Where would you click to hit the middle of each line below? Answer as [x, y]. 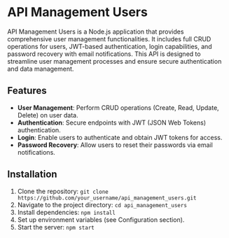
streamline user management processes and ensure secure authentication [114, 61]
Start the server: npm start [56, 227]
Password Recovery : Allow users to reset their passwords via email [115, 145]
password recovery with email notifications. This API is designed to [104, 54]
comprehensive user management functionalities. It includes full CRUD [109, 38]
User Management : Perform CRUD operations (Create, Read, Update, [118, 107]
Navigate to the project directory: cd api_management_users [102, 204]
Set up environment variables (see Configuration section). [101, 219]
